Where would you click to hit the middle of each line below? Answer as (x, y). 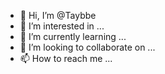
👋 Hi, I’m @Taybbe (58, 15)
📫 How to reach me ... (66, 58)
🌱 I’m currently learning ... (73, 36)
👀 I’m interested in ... (62, 26)
